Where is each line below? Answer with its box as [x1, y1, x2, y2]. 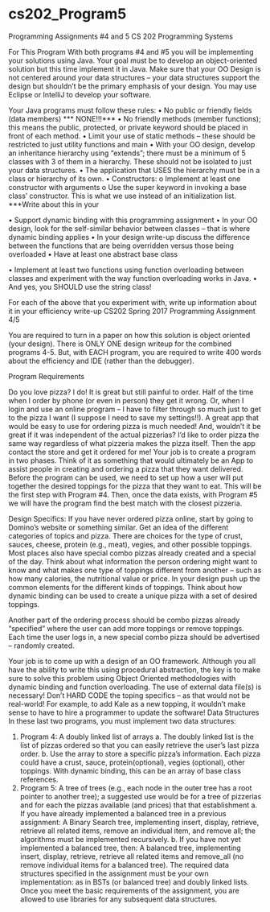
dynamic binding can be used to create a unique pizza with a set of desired [8, 591, 258, 600]
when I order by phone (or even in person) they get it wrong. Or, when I [8, 395, 244, 405]
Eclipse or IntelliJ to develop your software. [8, 89, 152, 99]
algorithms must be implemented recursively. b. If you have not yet [19, 834, 241, 844]
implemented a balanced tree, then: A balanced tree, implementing [19, 843, 241, 852]
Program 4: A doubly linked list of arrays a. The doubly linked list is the [19, 732, 255, 741]
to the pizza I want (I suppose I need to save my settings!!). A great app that [8, 412, 260, 423]
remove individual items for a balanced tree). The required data [19, 860, 229, 869]
